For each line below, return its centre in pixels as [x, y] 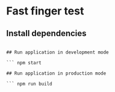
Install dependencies [46, 33]
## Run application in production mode [56, 73]
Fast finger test [45, 11]
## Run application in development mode [58, 52]
